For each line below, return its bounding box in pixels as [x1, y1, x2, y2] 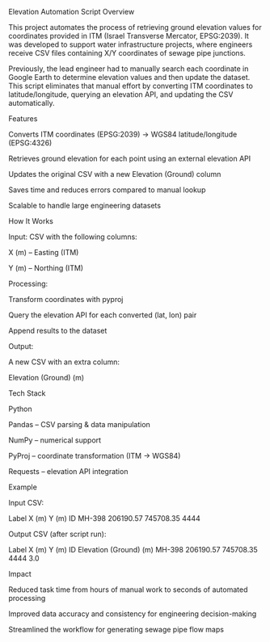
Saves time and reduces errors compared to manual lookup [8, 185, 206, 195]
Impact [8, 569, 32, 578]
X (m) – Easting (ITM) [8, 248, 79, 257]
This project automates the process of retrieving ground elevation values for [8, 23, 263, 31]
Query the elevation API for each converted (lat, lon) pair [8, 310, 197, 320]
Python [8, 404, 32, 413]
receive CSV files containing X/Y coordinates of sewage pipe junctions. [8, 48, 247, 57]
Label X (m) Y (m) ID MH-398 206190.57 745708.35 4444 [8, 514, 200, 523]
